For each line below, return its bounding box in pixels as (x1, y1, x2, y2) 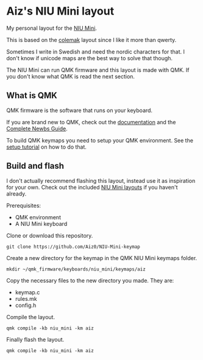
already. (6, 190, 27, 197)
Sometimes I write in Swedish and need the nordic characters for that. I (6, 48, 185, 55)
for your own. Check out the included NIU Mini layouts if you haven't (6, 183, 178, 191)
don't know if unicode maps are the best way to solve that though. (6, 54, 173, 62)
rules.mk (15, 295, 38, 302)
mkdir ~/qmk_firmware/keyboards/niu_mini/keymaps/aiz (6, 266, 146, 272)
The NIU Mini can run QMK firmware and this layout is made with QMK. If (6, 66, 190, 74)
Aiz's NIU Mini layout (6, 4, 115, 18)
